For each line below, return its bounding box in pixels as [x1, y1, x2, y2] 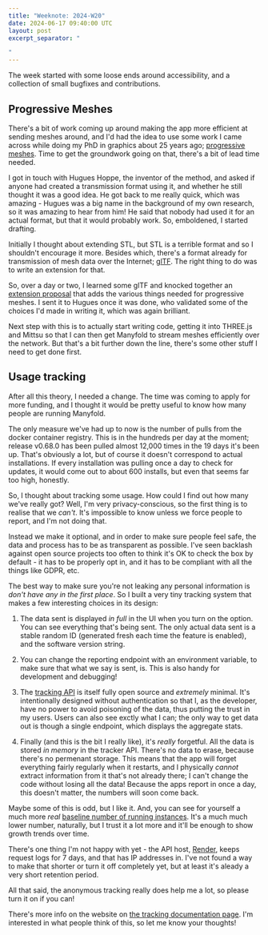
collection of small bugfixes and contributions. [8, 79, 162, 89]
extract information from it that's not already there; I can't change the [19, 770, 249, 781]
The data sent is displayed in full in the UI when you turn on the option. [19, 613, 254, 623]
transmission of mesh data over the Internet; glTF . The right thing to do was [8, 256, 258, 266]
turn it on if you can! [8, 893, 75, 903]
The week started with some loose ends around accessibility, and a [8, 70, 230, 80]
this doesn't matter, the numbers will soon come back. [19, 788, 199, 797]
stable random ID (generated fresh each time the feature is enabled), [19, 630, 246, 640]
